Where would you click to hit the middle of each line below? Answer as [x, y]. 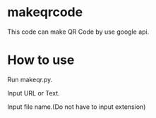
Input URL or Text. [34, 93]
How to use [41, 60]
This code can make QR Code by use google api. [78, 32]
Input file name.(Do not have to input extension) [77, 107]
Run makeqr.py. [30, 79]
